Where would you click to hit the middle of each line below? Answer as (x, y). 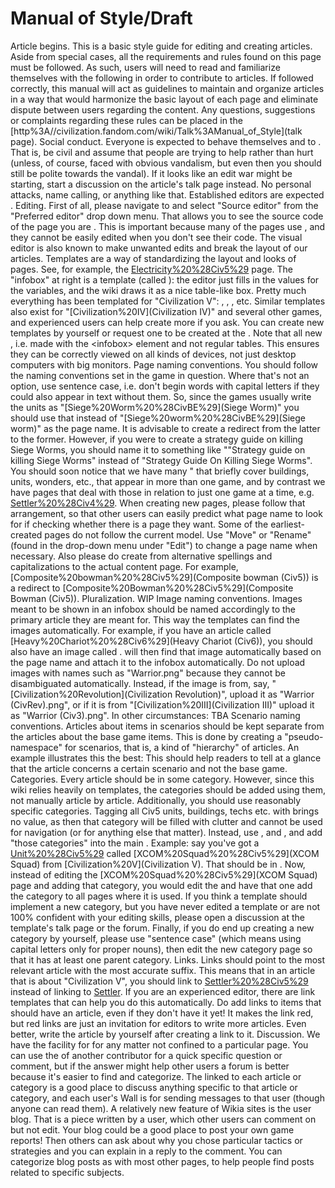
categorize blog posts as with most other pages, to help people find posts (162, 1161)
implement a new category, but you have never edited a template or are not (165, 906)
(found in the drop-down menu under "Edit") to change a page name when (164, 545)
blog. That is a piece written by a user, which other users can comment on (163, 1119)
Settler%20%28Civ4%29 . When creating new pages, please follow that (158, 503)
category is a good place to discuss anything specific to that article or (154, 1087)
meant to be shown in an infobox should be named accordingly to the (153, 609)
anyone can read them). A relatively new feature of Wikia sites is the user (161, 1108)
